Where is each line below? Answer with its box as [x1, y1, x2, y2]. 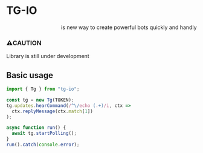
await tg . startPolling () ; [11, 131, 77, 137]
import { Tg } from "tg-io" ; [6, 86, 80, 93]
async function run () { [6, 125, 66, 131]
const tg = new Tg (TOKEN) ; [6, 97, 74, 103]
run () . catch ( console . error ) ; [6, 142, 80, 148]
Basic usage [6, 70, 53, 80]
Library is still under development [6, 53, 89, 60]
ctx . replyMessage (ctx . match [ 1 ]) [11, 108, 94, 114]
